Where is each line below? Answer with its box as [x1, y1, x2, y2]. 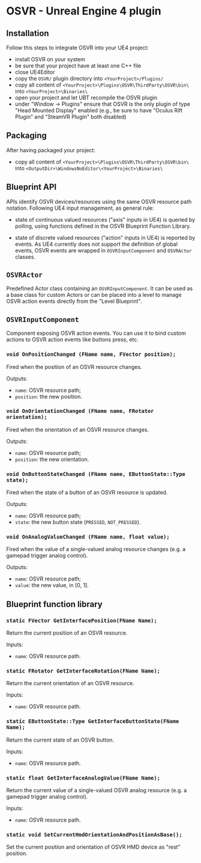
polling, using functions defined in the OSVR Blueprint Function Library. [14, 222, 191, 230]
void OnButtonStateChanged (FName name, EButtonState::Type [6, 471, 186, 477]
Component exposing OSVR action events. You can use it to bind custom [6, 329, 186, 337]
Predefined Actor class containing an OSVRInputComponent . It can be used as [6, 285, 193, 292]
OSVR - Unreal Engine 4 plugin [6, 4, 162, 18]
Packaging [6, 130, 47, 141]
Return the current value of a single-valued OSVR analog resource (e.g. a [6, 787, 187, 794]
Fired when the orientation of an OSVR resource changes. [6, 425, 149, 433]
